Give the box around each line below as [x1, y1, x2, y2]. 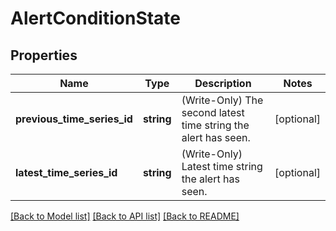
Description [194, 77, 252, 90]
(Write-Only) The [181, 93, 264, 107]
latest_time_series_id [15, 166, 118, 179]
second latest [181, 106, 245, 119]
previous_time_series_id [15, 112, 133, 126]
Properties [10, 47, 78, 64]
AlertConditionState [10, 7, 182, 30]
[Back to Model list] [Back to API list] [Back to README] [10, 210, 240, 222]
